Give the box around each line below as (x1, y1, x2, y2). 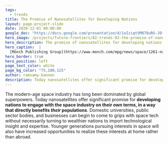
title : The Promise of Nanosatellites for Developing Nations (5, 17, 137, 22)
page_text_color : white (5, 63, 55, 68)
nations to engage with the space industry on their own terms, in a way (5, 101, 156, 108)
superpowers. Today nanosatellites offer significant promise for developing (5, 96, 161, 102)
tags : (5, 7, 16, 13)
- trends (9, 12, 28, 17)
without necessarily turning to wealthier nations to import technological (5, 117, 152, 123)
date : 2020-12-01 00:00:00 (5, 26, 61, 31)
